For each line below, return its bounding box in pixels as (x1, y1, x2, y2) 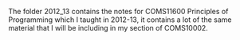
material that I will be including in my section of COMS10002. (8, 24, 209, 32)
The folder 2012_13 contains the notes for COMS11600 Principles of (8, 7, 229, 16)
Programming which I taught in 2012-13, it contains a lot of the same (8, 15, 232, 24)
